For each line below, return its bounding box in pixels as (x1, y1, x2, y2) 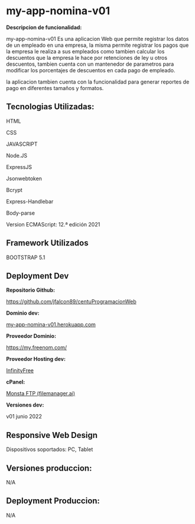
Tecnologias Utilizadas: (6, 102, 95, 112)
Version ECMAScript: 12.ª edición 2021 (6, 221, 100, 228)
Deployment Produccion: (6, 496, 100, 506)
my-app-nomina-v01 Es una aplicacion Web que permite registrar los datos (6, 35, 189, 42)
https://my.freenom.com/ (6, 344, 67, 351)
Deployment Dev (6, 271, 69, 281)
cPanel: (6, 378, 25, 386)
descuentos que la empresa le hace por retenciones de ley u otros (6, 54, 167, 61)
